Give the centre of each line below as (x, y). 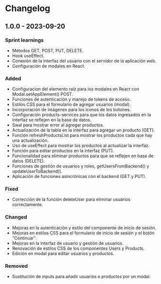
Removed (16, 266)
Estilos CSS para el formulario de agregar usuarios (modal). (71, 105)
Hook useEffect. (28, 56)
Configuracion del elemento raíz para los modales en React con (75, 89)
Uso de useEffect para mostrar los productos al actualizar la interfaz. (81, 146)
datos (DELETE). (28, 161)
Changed (16, 217)
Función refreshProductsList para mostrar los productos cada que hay (82, 135)
